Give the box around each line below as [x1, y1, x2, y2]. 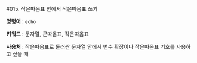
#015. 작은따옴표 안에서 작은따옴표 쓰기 [6, 5, 98, 12]
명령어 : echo [6, 18, 36, 25]
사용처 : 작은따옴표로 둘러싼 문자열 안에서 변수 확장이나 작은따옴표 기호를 [6, 43, 175, 50]
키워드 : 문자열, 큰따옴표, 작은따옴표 [6, 30, 90, 37]
